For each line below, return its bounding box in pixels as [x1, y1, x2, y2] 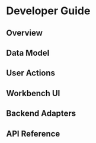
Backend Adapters [6, 109, 76, 119]
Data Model [6, 47, 50, 58]
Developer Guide [6, 4, 91, 18]
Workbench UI [6, 88, 60, 98]
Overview [6, 28, 43, 38]
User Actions [6, 68, 55, 78]
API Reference [6, 129, 60, 139]
